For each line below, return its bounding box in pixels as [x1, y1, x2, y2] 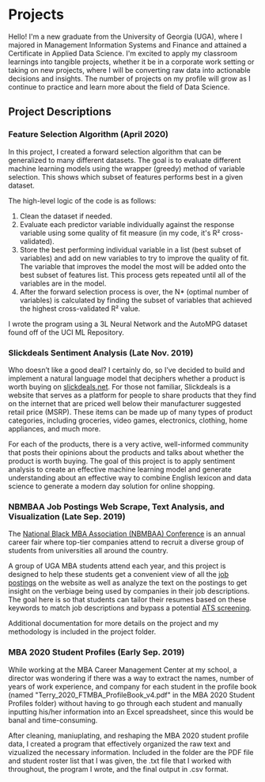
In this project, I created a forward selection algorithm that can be [8, 146, 221, 156]
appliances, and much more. [8, 423, 101, 433]
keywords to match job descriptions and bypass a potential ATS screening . [8, 603, 252, 613]
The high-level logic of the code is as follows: [8, 195, 157, 205]
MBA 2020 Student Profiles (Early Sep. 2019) [8, 647, 185, 658]
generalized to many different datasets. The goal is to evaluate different [8, 155, 241, 165]
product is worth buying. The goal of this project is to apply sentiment [8, 456, 236, 465]
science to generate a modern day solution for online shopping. [8, 481, 215, 491]
